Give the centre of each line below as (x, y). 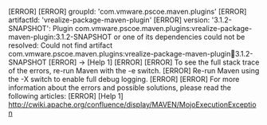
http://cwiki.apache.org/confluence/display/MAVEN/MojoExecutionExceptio (132, 104)
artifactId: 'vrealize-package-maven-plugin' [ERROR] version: (109, 20)
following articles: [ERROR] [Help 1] (66, 96)
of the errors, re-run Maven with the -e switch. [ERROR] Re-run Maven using (134, 70)
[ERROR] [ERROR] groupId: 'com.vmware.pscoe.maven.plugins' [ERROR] (128, 12)
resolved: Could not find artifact (61, 45)
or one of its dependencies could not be (179, 37)
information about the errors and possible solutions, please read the (120, 88)
